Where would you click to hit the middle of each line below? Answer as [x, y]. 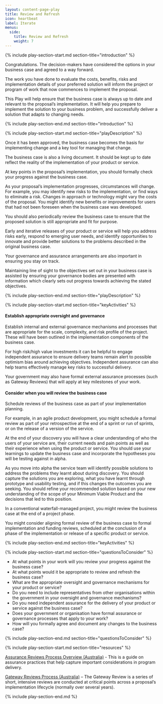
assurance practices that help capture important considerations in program [80, 662]
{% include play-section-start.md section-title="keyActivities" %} [71, 305]
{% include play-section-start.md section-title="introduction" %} [70, 55]
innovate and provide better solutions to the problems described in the [76, 241]
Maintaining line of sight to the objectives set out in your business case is [79, 270]
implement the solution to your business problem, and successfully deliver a [81, 109]
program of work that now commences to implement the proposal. [72, 89]
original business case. [28, 246]
